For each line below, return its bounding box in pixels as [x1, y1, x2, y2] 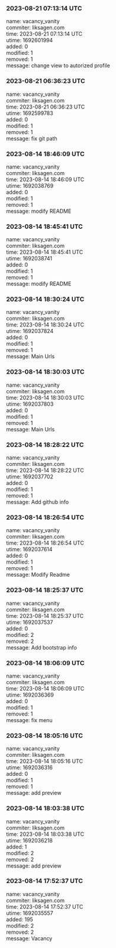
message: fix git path [6, 135, 57, 142]
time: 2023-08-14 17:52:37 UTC [6, 903, 83, 910]
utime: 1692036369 [6, 691, 54, 698]
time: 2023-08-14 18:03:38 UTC [6, 830, 85, 838]
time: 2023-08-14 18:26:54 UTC [6, 539, 85, 546]
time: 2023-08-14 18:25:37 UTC [6, 612, 84, 619]
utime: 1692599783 [6, 109, 53, 117]
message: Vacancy [6, 934, 53, 942]
